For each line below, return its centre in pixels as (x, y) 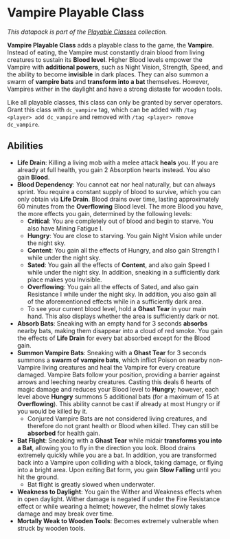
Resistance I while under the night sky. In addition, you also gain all (122, 294)
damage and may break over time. (66, 514)
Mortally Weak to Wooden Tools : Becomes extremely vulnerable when (118, 520)
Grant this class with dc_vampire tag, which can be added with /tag (102, 109)
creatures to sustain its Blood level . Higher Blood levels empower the (105, 59)
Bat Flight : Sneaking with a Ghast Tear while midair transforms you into (119, 440)
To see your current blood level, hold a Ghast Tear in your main (117, 308)
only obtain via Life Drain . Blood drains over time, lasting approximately (118, 199)
